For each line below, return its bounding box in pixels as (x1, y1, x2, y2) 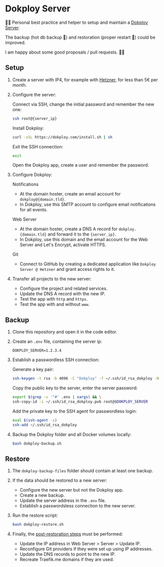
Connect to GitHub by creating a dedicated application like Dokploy (19, 261, 156, 267)
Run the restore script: (12, 512, 58, 518)
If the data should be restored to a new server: (12, 477, 108, 484)
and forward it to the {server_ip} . (48, 231, 116, 237)
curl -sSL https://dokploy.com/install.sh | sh (12, 134, 113, 139)
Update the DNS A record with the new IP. (19, 291, 106, 297)
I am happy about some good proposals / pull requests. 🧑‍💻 (5, 49, 125, 55)
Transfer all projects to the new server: (12, 276, 92, 282)
